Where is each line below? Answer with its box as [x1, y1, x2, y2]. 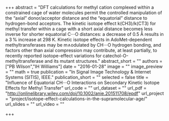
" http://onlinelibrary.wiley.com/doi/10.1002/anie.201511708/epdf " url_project [5, 91, 164, 96]
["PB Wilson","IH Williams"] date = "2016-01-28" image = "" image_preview [5, 63, 163, 69]
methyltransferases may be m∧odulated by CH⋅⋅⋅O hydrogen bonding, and [5, 42, 161, 48]
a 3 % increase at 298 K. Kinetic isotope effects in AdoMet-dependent [5, 36, 152, 43]
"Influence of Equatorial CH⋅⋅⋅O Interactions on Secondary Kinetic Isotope [5, 79, 160, 86]
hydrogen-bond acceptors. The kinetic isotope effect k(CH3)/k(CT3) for [5, 20, 156, 26]
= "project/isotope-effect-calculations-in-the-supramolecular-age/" [5, 96, 148, 102]
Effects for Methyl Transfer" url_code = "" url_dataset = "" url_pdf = [5, 85, 147, 91]
